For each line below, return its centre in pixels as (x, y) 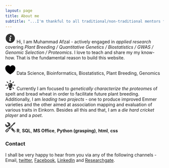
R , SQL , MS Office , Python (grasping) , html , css (67, 131)
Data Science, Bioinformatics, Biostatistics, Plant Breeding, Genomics (88, 73)
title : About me (22, 16)
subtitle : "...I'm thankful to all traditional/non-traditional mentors (83, 21)
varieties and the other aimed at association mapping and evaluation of (79, 105)
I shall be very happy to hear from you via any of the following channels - (81, 155)
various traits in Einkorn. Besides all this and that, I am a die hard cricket (80, 110)
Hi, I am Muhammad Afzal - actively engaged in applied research (84, 42)
